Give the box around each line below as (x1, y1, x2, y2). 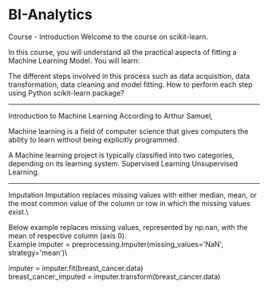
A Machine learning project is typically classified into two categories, (8, 150, 235, 160)
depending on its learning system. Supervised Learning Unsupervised (8, 158, 238, 168)
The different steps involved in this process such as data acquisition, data (8, 71, 250, 80)
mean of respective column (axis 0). (8, 231, 127, 240)
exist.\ (8, 207, 29, 217)
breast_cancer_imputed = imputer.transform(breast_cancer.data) (8, 271, 221, 281)
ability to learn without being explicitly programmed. (8, 135, 179, 144)
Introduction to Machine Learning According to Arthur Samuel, (8, 111, 213, 120)
